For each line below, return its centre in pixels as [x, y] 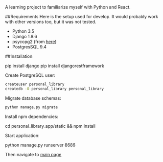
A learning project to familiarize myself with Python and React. [68, 7]
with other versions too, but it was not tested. [51, 22]
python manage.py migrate [31, 107]
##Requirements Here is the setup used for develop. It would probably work [81, 16]
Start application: [22, 135]
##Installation [19, 56]
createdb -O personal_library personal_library [55, 89]
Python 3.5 [23, 31]
